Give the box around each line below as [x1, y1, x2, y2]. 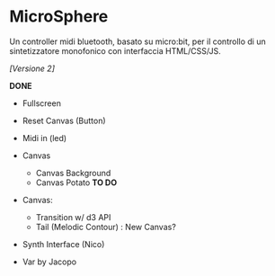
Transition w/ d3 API [35, 211, 111, 222]
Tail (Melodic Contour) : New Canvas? [35, 221, 177, 232]
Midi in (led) [22, 132, 67, 143]
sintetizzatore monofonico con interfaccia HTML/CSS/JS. [9, 45, 222, 56]
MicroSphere [9, 6, 109, 27]
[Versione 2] [9, 63, 56, 74]
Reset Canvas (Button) [22, 115, 106, 126]
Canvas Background [35, 167, 111, 178]
